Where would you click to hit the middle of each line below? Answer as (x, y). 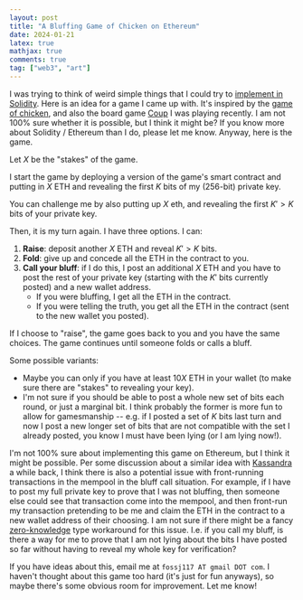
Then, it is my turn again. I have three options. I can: (106, 230)
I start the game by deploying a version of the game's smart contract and (146, 176)
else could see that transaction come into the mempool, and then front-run (148, 501)
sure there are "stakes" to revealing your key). (108, 387)
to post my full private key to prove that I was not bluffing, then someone (145, 491)
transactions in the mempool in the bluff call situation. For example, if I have (150, 482)
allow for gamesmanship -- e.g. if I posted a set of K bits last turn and (152, 416)
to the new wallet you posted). (92, 315)
